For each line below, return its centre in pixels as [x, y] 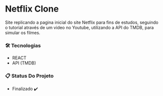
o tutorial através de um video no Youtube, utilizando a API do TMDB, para [80, 27]
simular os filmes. [23, 32]
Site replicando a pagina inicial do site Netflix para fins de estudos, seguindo [82, 22]
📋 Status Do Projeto [29, 76]
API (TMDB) [24, 63]
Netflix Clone [32, 9]
